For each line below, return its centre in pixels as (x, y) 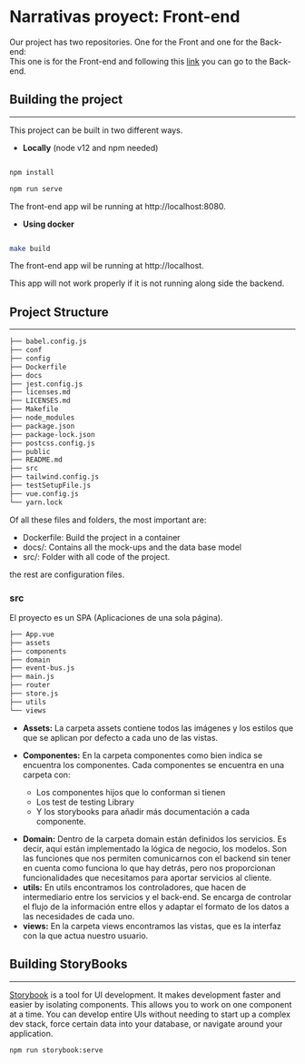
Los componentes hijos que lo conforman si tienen (131, 792)
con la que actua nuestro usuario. (85, 936)
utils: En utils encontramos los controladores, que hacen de (134, 887)
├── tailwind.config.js (54, 477)
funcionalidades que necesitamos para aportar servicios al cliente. (147, 877)
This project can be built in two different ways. (96, 130)
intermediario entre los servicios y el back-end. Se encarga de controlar (157, 897)
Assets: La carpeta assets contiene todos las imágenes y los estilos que (158, 728)
